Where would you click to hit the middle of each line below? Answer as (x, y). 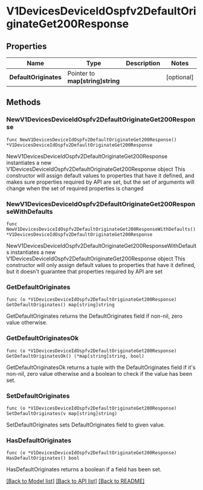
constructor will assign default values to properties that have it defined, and (100, 175)
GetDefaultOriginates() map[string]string (60, 305)
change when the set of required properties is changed (75, 188)
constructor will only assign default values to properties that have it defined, (101, 265)
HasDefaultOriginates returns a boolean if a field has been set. (84, 469)
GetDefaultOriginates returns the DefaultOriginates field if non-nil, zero (95, 316)
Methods (24, 102)
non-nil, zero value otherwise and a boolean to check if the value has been (99, 373)
